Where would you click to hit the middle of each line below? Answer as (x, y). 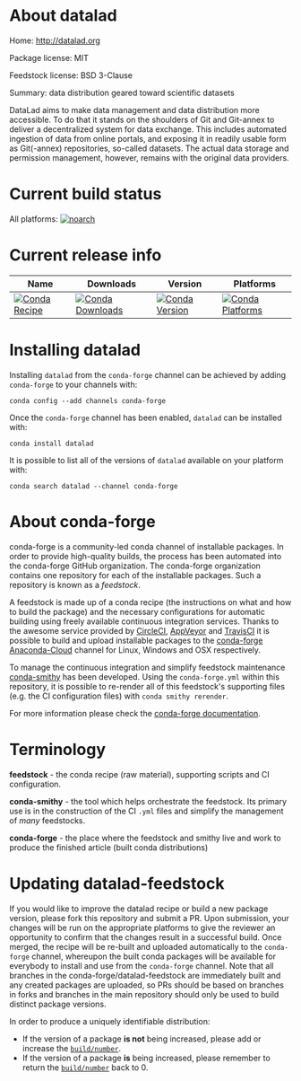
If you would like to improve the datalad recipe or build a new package (139, 909)
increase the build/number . (72, 1048)
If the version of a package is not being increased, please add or (142, 1039)
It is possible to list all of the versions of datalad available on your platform (146, 460)
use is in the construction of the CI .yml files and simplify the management (146, 811)
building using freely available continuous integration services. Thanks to (144, 621)
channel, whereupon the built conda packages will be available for (153, 956)
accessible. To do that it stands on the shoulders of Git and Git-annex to (142, 119)
